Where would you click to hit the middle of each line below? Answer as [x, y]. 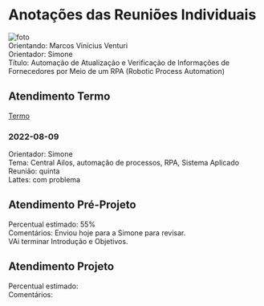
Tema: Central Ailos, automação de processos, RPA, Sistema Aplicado [124, 163]
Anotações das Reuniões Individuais [132, 15]
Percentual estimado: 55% [52, 224]
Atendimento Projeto [61, 267]
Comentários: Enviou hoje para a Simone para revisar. [97, 233]
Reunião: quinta [34, 171]
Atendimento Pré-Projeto [72, 205]
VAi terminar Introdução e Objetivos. [68, 241]
